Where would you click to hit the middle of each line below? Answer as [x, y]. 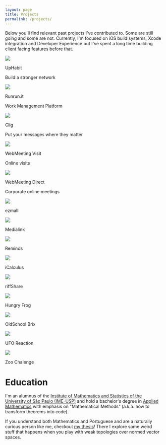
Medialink [15, 229]
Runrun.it [14, 96]
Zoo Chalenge [20, 362]
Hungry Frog [18, 305]
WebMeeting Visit [23, 153]
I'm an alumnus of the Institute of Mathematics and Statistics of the [74, 396]
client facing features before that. [39, 49]
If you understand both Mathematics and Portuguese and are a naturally [79, 421]
